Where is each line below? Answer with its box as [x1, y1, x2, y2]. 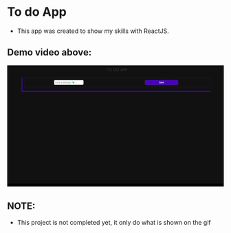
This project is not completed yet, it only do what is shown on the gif [16, 218, 211, 226]
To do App [7, 4, 67, 20]
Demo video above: [7, 47, 92, 58]
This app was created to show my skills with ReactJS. [16, 27, 170, 35]
